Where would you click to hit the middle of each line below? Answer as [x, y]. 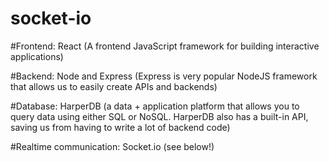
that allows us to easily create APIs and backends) [114, 86]
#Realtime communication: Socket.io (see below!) [112, 146]
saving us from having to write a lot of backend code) [120, 127]
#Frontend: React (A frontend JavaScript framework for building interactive [165, 46]
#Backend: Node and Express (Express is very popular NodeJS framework [164, 76]
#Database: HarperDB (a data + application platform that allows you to [155, 106]
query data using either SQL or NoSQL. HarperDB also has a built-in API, [159, 116]
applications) [37, 56]
